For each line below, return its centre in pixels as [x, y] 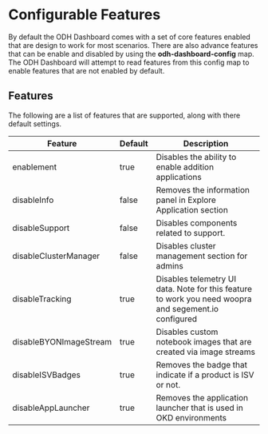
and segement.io [187, 309]
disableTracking [42, 299]
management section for [202, 256]
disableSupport [41, 228]
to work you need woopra [204, 299]
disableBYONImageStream [62, 341]
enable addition [185, 167]
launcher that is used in [199, 408]
